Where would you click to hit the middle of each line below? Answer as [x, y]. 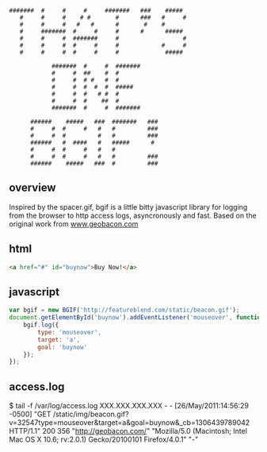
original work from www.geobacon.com [74, 224]
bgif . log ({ [41, 325]
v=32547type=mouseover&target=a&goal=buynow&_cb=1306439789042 [130, 423]
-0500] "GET [30, 414]
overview [32, 188]
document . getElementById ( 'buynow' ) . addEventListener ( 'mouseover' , [121, 318]
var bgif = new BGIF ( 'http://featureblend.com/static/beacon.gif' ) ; [124, 310]
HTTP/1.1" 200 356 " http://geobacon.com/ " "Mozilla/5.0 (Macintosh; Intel [128, 431]
